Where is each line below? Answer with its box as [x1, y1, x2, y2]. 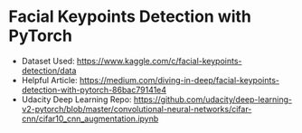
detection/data [21, 65, 77, 76]
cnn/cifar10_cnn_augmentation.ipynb [21, 113, 159, 124]
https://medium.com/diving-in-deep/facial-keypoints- [79, 74, 280, 85]
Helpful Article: [21, 74, 78, 85]
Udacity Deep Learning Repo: [21, 93, 132, 105]
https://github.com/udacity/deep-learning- [133, 93, 293, 105]
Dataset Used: [21, 55, 75, 66]
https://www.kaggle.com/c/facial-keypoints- [76, 55, 242, 66]
